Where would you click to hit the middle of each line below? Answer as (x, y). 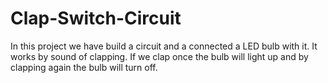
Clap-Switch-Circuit (96, 18)
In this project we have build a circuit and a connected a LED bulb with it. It (164, 46)
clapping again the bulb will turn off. (84, 67)
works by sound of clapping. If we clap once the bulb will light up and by (159, 56)
